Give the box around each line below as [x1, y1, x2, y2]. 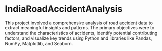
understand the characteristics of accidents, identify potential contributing [5, 30, 158, 36]
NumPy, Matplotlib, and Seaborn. [5, 40, 73, 46]
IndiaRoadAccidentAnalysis [5, 3, 123, 15]
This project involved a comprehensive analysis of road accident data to [5, 20, 153, 25]
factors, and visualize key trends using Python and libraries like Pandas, [5, 35, 153, 41]
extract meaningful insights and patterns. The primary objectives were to [5, 25, 155, 30]
